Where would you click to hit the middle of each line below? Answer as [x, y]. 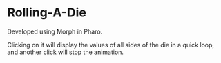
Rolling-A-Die [47, 13]
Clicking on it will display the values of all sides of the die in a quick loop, [111, 45]
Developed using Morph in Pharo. [55, 32]
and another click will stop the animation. [66, 52]
